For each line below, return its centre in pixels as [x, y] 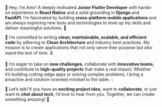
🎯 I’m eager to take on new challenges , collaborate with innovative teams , [80, 64]
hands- [145, 7]
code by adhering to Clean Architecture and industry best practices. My [77, 42]
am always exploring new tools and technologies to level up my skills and [78, 23]
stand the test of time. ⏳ [29, 53]
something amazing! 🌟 [27, 99]
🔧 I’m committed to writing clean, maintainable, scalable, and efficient [76, 37]
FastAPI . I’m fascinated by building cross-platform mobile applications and [81, 18]
